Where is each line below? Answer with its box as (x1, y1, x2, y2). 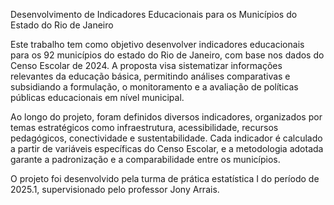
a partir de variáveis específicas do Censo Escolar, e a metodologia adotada (10, 143, 324, 154)
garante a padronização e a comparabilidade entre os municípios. (10, 154, 281, 165)
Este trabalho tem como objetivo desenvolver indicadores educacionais (10, 39, 305, 50)
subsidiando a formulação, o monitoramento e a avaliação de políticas (10, 81, 299, 93)
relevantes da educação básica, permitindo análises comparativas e (10, 70, 291, 82)
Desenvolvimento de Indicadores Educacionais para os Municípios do (10, 9, 298, 20)
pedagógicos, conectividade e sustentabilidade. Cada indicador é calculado (10, 132, 323, 144)
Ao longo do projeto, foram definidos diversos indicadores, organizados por (10, 111, 323, 123)
